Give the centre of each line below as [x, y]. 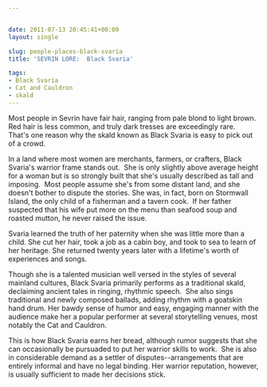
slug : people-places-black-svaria [66, 51]
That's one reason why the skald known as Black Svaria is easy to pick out [131, 135]
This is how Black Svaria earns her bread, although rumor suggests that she [133, 340]
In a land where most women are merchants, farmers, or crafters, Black [125, 158]
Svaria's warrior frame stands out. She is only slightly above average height [133, 167]
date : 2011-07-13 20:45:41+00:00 [64, 29]
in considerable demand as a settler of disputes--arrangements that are [126, 357]
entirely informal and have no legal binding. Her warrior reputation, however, [133, 365]
